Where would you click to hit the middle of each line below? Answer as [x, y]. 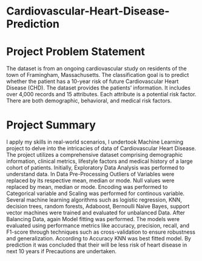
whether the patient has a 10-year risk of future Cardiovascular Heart [93, 81]
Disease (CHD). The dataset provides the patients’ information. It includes [99, 88]
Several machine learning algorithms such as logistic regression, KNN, [94, 200]
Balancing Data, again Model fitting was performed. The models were [93, 219]
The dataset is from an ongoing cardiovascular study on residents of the [96, 68]
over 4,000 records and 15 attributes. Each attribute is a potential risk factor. [101, 94]
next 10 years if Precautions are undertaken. [62, 251]
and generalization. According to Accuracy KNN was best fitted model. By [99, 239]
